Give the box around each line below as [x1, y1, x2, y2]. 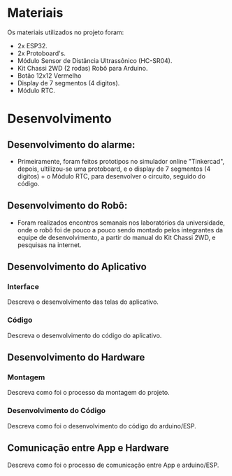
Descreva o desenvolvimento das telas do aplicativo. [7, 297, 159, 306]
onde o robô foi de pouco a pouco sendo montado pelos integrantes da [17, 225, 224, 234]
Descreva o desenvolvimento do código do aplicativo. [7, 331, 162, 339]
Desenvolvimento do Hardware [7, 351, 145, 363]
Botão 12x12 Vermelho [17, 71, 82, 80]
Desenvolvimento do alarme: [7, 139, 136, 150]
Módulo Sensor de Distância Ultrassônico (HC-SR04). [17, 56, 173, 64]
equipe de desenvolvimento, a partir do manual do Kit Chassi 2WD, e [17, 233, 216, 241]
